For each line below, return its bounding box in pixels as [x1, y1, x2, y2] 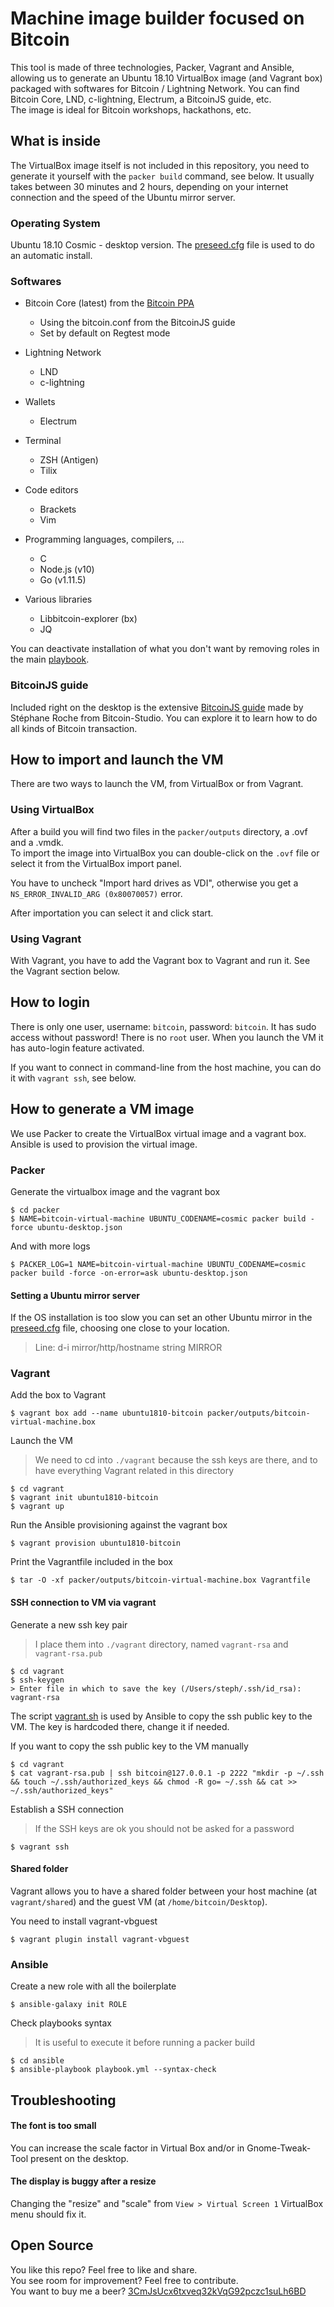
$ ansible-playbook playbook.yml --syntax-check [10, 2065, 217, 2075]
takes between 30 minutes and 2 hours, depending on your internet [10, 180, 289, 192]
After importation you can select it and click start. [10, 907, 214, 919]
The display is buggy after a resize [10, 2175, 157, 2187]
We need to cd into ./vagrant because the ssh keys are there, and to [34, 1454, 318, 1466]
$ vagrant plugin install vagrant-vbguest [10, 1934, 190, 1944]
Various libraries [24, 593, 93, 606]
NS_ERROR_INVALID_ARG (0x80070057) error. [10, 887, 183, 899]
